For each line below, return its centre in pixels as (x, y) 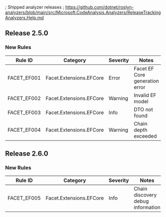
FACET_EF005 (24, 198)
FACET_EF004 (24, 130)
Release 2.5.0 (27, 33)
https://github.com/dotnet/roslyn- (100, 7)
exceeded (145, 136)
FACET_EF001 (24, 78)
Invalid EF (145, 95)
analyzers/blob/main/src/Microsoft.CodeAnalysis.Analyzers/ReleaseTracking (83, 12)
